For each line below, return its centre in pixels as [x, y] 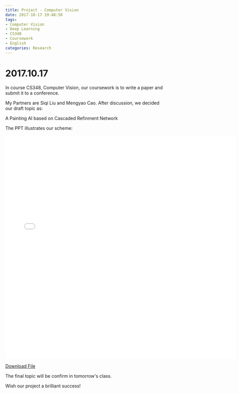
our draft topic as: [24, 108]
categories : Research [28, 48]
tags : [11, 19]
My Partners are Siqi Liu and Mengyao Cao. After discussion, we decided [82, 103]
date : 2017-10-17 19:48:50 [34, 15]
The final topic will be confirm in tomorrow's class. [59, 376]
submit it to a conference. [32, 93]
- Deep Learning [23, 29]
